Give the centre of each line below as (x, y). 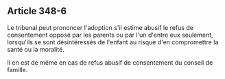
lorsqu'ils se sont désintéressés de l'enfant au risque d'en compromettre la (113, 42)
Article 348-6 (37, 11)
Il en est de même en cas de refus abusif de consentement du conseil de (110, 62)
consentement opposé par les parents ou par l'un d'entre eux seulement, (110, 35)
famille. (17, 69)
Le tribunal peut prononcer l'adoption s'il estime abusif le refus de (100, 27)
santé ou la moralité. (36, 49)
